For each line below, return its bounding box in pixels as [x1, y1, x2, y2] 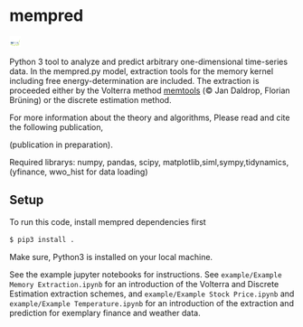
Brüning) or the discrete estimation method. [9, 94, 172, 105]
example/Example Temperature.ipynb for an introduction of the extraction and [9, 297, 294, 308]
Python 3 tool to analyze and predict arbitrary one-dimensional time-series [9, 56, 288, 67]
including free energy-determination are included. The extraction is [9, 75, 260, 86]
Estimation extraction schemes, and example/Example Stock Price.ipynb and [9, 288, 295, 299]
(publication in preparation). [9, 139, 113, 150]
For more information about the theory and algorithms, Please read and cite [9, 112, 290, 123]
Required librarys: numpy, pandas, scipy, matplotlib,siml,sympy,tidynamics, [9, 156, 289, 167]
